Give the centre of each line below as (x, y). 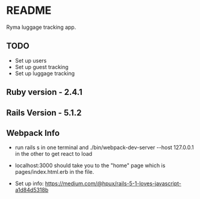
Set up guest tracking (42, 67)
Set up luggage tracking (45, 73)
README (29, 11)
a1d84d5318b (32, 190)
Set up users (31, 60)
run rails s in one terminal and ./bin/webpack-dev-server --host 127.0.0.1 (104, 147)
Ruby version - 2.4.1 (44, 92)
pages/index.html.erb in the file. (55, 172)
